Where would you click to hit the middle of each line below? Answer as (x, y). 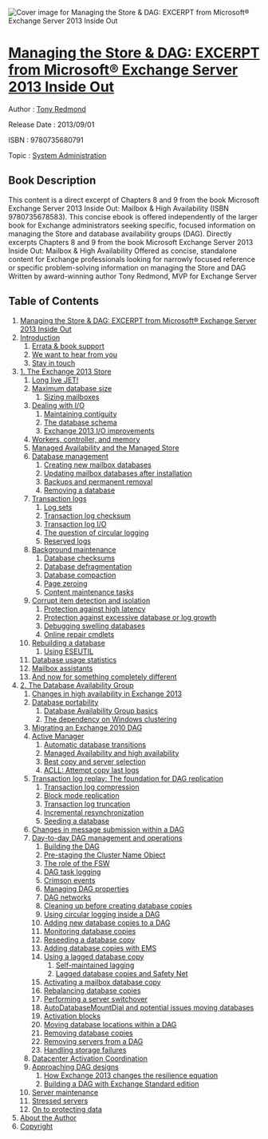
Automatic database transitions (95, 744)
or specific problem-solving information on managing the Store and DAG (127, 267)
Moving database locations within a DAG (110, 1024)
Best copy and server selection (95, 761)
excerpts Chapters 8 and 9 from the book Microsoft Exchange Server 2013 (131, 242)
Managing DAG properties (86, 888)
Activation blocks (72, 1016)
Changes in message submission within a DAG (108, 829)
